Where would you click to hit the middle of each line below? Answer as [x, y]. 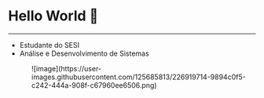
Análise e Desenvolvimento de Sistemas [84, 53]
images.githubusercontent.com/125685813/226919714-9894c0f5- [138, 77]
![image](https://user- [66, 68]
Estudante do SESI [49, 45]
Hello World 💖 [53, 16]
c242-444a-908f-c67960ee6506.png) [94, 85]
